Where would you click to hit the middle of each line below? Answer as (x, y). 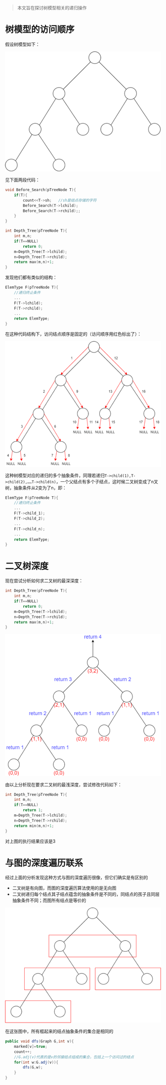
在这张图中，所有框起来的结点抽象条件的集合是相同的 (59, 1032)
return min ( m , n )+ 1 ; (34, 826)
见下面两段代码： (22, 180)
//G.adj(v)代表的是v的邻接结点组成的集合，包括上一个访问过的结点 (74, 1057)
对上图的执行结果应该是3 (30, 841)
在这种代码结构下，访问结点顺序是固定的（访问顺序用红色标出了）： (73, 334)
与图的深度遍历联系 (44, 863)
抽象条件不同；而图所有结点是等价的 (49, 900)
